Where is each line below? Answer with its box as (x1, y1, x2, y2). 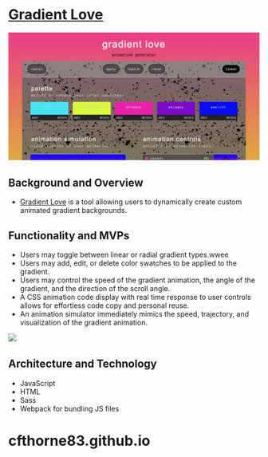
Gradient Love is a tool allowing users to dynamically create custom (19, 197, 242, 207)
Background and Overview (8, 175, 144, 189)
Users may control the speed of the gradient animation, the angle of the (19, 275, 255, 285)
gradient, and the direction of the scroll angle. (19, 283, 171, 293)
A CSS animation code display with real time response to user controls (19, 292, 251, 301)
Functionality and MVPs (8, 229, 130, 242)
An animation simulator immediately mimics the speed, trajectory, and (19, 309, 250, 318)
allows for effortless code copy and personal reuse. (19, 301, 190, 310)
